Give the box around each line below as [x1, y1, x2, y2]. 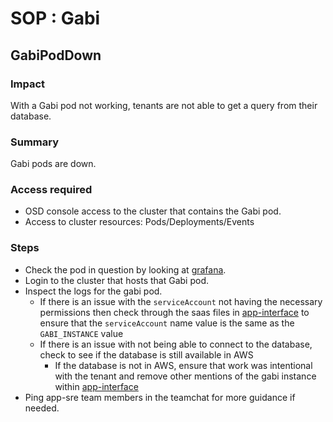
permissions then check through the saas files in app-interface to [39, 306, 310, 318]
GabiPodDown [10, 47, 102, 64]
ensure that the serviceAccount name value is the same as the [39, 317, 295, 329]
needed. [24, 402, 60, 414]
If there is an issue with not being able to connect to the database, [39, 338, 313, 350]
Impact [10, 77, 46, 91]
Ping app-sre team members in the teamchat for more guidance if [24, 391, 296, 403]
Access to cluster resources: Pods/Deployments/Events [24, 216, 255, 228]
